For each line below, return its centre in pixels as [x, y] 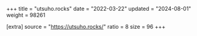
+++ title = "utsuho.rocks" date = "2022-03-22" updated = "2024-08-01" [99, 9]
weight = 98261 [26, 15]
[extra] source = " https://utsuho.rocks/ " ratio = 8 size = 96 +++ [86, 27]
